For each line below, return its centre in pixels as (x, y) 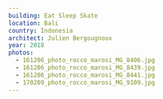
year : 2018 (26, 46)
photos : (21, 53)
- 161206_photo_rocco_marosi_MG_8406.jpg (85, 61)
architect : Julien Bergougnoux (60, 38)
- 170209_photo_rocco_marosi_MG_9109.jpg (85, 82)
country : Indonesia (41, 30)
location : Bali (34, 23)
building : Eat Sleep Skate (53, 16)
